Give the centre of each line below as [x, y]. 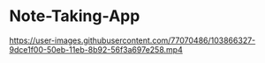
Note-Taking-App [75, 16]
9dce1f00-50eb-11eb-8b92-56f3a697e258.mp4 [96, 49]
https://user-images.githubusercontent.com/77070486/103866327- [132, 40]
